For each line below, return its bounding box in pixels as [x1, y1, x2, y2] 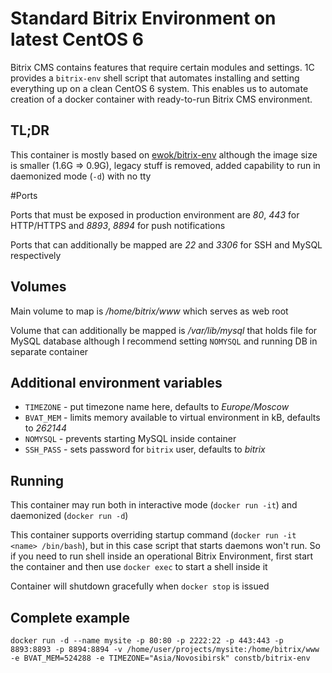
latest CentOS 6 [10, 28, 144, 51]
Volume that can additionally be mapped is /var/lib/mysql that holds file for [10, 324, 318, 336]
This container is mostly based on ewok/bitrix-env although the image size [10, 148, 318, 161]
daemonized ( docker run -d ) [10, 510, 129, 522]
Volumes [10, 278, 67, 296]
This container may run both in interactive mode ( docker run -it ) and [10, 499, 298, 511]
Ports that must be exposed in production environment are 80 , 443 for [10, 208, 300, 221]
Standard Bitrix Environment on [10, 7, 277, 30]
